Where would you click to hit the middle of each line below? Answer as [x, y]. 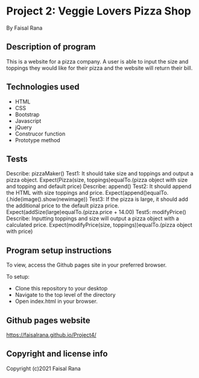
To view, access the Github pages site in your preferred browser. [87, 265]
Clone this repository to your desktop [61, 288]
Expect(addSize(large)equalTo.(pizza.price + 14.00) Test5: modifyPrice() [96, 212]
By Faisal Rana [24, 28]
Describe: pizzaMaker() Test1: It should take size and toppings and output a [100, 174]
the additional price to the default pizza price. [63, 206]
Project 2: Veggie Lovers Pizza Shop [99, 11]
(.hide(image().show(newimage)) [47, 199]
